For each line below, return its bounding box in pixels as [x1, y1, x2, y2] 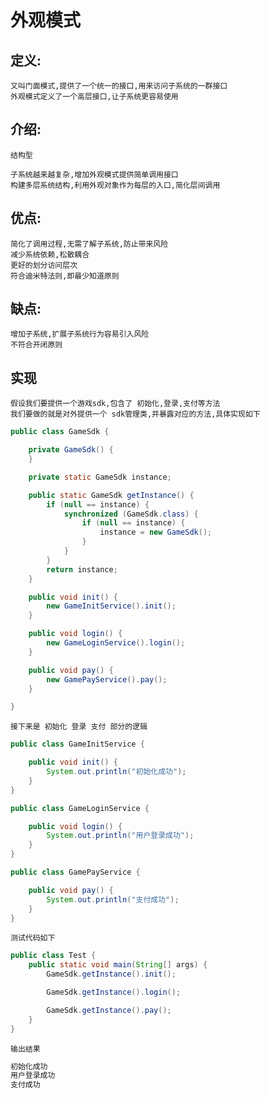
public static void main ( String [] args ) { [28, 960, 208, 970]
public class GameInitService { [10, 739, 145, 750]
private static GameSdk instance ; [28, 472, 172, 482]
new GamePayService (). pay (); [46, 674, 168, 685]
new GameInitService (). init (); [46, 601, 177, 611]
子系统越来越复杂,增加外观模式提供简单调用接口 [10, 169, 179, 180]
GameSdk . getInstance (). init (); [46, 969, 177, 980]
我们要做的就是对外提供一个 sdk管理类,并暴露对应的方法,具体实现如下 [10, 409, 261, 420]
